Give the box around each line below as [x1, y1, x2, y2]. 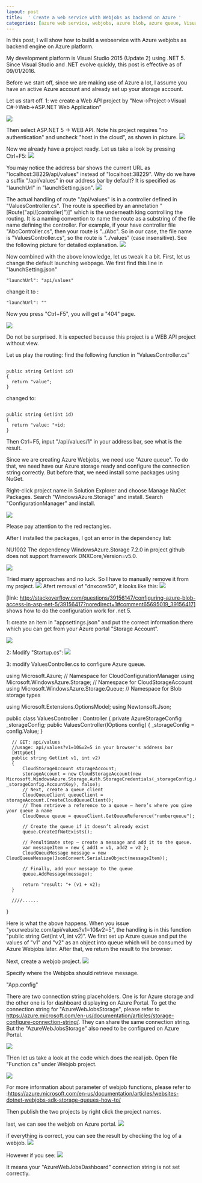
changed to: [6, 395, 36, 402]
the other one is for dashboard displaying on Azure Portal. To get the [6, 999, 176, 1006]
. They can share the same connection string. [78, 1018, 191, 1026]
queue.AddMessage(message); [22, 871, 93, 877]
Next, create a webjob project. [6, 958, 81, 965]
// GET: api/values [11, 739, 61, 745]
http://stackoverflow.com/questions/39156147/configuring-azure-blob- [19, 594, 196, 601]
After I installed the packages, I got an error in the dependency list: [6, 535, 172, 542]
